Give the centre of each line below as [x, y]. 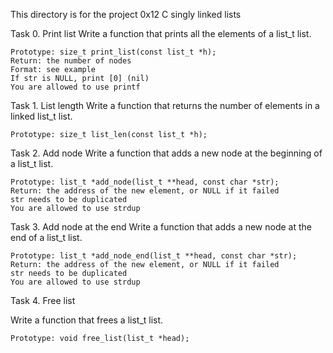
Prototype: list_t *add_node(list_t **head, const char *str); [145, 182]
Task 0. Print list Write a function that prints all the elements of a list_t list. [161, 33]
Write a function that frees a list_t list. [87, 320]
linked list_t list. [41, 116]
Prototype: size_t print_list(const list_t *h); [113, 52]
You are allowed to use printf [75, 87]
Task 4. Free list [43, 300]
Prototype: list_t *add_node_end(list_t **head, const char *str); [154, 256]
